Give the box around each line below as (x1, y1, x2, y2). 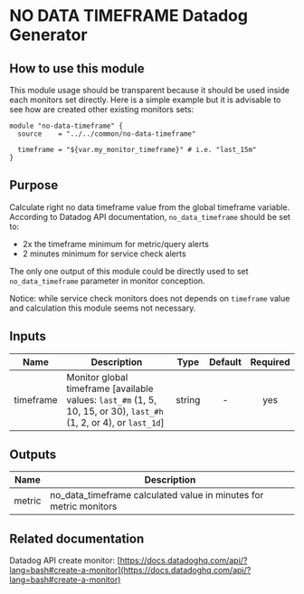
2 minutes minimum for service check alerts (22, 248, 187, 259)
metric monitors (49, 500, 118, 513)
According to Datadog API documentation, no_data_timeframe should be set (9, 211, 291, 222)
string (176, 393, 201, 406)
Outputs (9, 447, 57, 463)
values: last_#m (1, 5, (66, 393, 157, 406)
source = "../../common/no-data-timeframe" (17, 129, 196, 139)
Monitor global (66, 370, 128, 383)
